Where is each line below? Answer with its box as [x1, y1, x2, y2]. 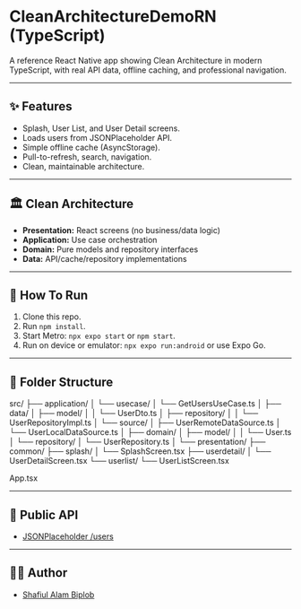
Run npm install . [21, 321, 87, 332]
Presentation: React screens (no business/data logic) [21, 224, 221, 235]
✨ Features [9, 99, 73, 114]
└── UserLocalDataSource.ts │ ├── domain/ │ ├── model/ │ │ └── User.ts [9, 427, 292, 438]
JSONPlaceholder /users [21, 531, 114, 542]
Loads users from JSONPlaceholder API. [21, 132, 173, 143]
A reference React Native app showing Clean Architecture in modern [9, 55, 262, 65]
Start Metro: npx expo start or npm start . [21, 330, 176, 342]
